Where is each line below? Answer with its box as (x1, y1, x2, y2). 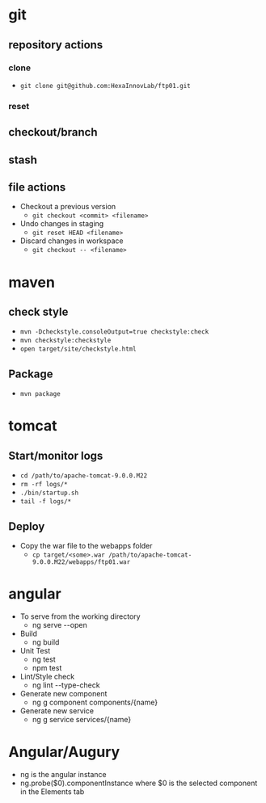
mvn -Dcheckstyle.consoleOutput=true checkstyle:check (19, 328, 209, 336)
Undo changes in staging (19, 219, 104, 229)
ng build (32, 637, 60, 647)
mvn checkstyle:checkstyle (19, 337, 112, 345)
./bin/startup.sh (19, 489, 79, 498)
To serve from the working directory (19, 612, 141, 621)
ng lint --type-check (32, 680, 100, 690)
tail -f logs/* (19, 498, 72, 506)
